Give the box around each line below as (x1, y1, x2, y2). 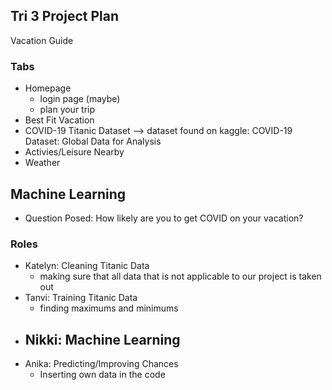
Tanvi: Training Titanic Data (24, 292, 138, 304)
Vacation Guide (10, 34, 74, 46)
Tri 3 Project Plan (10, 8, 119, 25)
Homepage (24, 82, 72, 94)
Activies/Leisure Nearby (24, 146, 125, 158)
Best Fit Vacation (24, 114, 95, 126)
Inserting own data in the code (39, 369, 166, 381)
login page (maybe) (39, 93, 121, 105)
